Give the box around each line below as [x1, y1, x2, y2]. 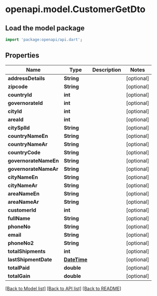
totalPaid [8, 264, 30, 271]
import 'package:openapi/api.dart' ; [5, 37, 83, 42]
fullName [8, 214, 30, 221]
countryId [8, 91, 32, 98]
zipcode [8, 83, 28, 90]
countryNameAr [8, 140, 48, 147]
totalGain [8, 272, 30, 279]
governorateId [8, 99, 43, 106]
